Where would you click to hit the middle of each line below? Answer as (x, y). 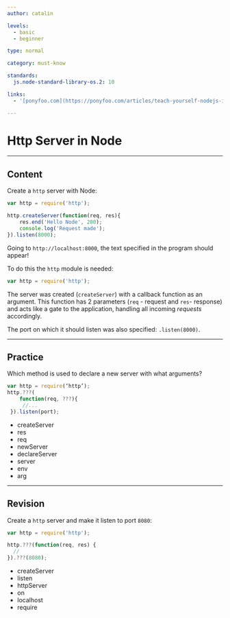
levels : (18, 26)
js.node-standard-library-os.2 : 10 (64, 82)
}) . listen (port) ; (35, 412)
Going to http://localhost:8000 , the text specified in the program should (110, 248)
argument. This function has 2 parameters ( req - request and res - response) (115, 301)
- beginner (29, 38)
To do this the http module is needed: (60, 269)
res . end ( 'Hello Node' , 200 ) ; (61, 222)
